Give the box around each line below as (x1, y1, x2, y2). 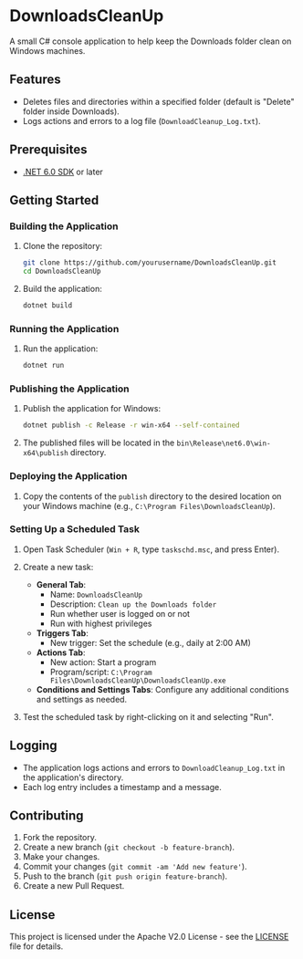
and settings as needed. (36, 693, 128, 704)
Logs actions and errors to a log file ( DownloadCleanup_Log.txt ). (22, 115, 262, 126)
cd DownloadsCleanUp (22, 266, 101, 276)
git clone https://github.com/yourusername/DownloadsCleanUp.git (22, 258, 277, 267)
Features (9, 72, 61, 88)
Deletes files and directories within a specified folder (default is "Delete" (22, 96, 295, 107)
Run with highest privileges (49, 618, 152, 629)
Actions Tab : (36, 647, 86, 658)
